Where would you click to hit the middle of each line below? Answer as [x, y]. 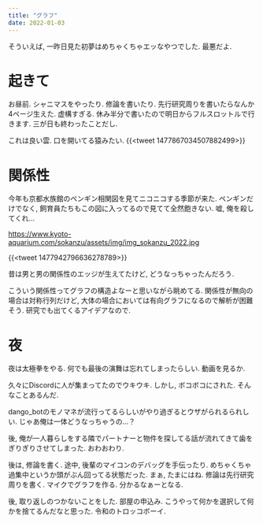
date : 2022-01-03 [37, 23]
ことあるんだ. [37, 395]
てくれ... [22, 218]
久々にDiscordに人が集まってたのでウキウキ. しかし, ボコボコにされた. [122, 385]
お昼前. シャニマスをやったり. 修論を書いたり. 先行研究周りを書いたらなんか [131, 104]
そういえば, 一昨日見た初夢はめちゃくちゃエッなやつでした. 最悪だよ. [120, 46]
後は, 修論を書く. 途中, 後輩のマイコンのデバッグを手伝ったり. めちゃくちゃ [130, 465]
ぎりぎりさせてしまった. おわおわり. [66, 448]
